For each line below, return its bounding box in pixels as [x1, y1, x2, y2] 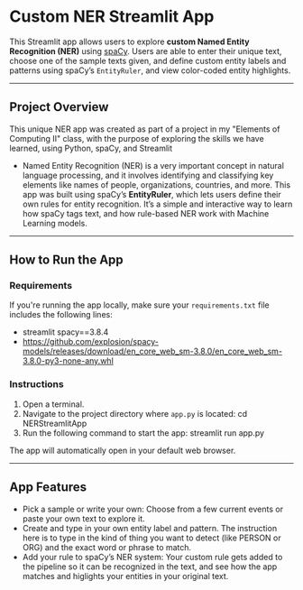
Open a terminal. [22, 399, 85, 410]
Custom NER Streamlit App [9, 6, 215, 27]
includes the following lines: [9, 309, 113, 320]
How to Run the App [9, 253, 124, 268]
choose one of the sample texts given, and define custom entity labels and [9, 55, 287, 66]
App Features [9, 480, 87, 495]
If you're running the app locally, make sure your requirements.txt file [9, 300, 270, 310]
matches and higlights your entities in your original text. [22, 570, 229, 581]
